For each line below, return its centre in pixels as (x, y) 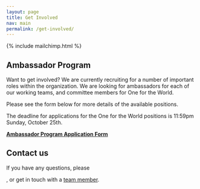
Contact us (27, 153)
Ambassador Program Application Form (57, 134)
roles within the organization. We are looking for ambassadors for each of (98, 86)
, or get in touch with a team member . (53, 179)
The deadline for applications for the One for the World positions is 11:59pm (100, 116)
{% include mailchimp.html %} (44, 46)
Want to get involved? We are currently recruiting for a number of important (100, 80)
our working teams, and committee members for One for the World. (90, 93)
